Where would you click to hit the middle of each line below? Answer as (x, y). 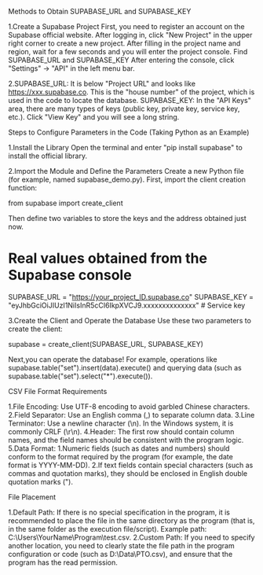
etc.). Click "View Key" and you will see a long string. (94, 117)
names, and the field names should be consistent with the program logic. (126, 440)
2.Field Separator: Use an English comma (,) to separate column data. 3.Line (131, 415)
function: (23, 188)
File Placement (32, 497)
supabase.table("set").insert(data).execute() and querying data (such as (125, 367)
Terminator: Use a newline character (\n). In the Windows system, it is (121, 423)
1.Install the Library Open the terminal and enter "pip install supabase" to (126, 147)
